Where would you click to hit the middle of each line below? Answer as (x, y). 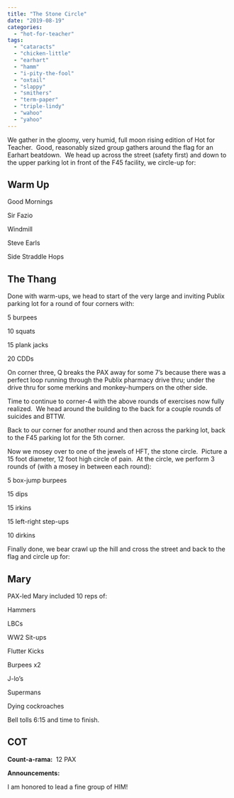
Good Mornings (30, 202)
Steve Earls (24, 243)
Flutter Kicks (26, 651)
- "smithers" (33, 93)
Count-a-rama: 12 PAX (42, 759)
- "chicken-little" (43, 54)
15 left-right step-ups (38, 522)
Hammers (22, 610)
